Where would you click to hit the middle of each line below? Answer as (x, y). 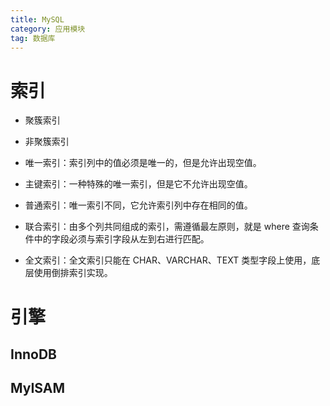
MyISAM (38, 388)
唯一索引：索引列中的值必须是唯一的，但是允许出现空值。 (143, 163)
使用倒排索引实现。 (73, 273)
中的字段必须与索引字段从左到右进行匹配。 (121, 239)
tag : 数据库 (33, 38)
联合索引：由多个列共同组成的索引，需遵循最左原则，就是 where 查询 (167, 227)
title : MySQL (37, 19)
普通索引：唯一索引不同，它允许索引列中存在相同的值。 (138, 205)
